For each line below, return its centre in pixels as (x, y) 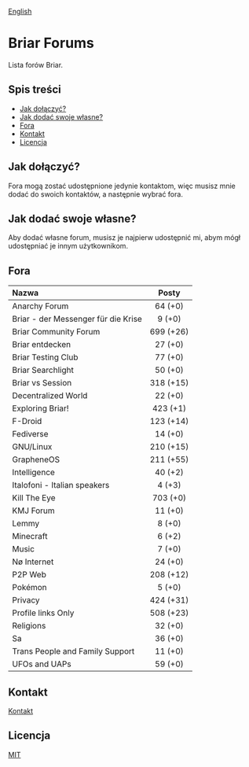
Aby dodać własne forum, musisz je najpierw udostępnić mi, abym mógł (124, 238)
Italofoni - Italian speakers (61, 485)
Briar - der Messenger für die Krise (77, 319)
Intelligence (33, 473)
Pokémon (29, 588)
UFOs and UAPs (42, 664)
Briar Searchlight (43, 371)
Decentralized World (50, 396)
